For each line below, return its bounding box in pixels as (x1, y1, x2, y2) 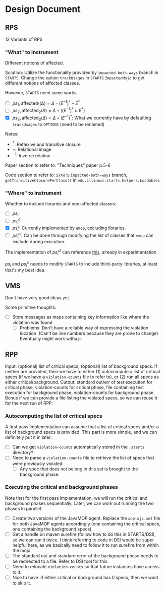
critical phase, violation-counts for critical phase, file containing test (5, 385, 144, 391)
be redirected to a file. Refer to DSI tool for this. (12, 558, 109, 564)
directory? (12, 450, 34, 456)
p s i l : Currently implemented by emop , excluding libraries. (12, 224, 126, 232)
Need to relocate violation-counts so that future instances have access (12, 564, 160, 570)
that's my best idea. (5, 267, 46, 273)
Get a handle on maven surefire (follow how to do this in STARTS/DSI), (12, 531, 156, 537)
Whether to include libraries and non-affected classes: (5, 201, 116, 207)
